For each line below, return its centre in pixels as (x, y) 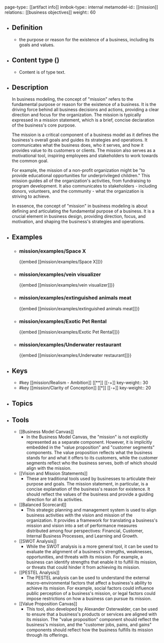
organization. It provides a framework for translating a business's (92, 520)
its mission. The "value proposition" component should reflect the (93, 619)
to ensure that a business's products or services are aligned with (92, 614)
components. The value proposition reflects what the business (89, 453)
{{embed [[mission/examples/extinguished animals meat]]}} (79, 308)
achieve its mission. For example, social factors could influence (90, 588)
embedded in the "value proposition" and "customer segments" (91, 447)
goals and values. (37, 45)
